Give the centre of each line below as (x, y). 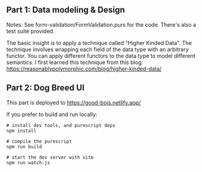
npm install (21, 131)
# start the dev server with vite (50, 157)
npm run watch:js (28, 163)
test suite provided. (30, 31)
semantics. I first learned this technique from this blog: (75, 62)
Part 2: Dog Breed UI (46, 88)
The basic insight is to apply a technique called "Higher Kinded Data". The (99, 43)
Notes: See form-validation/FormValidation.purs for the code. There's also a (101, 24)
